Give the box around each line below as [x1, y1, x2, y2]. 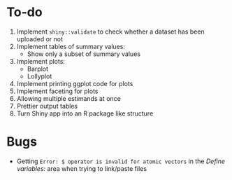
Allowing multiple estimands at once [16, 94, 122, 102]
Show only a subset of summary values [27, 50, 141, 58]
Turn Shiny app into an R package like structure [16, 109, 154, 118]
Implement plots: [16, 57, 66, 65]
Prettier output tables [16, 102, 78, 110]
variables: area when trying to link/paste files [16, 164, 147, 172]
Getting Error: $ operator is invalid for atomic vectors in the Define [16, 157, 225, 165]
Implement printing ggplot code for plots [16, 79, 133, 88]
